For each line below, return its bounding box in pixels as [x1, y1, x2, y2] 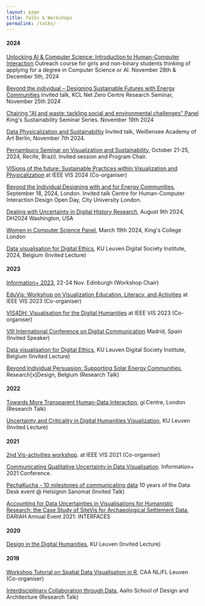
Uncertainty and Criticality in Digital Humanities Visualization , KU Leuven [6, 416, 190, 424]
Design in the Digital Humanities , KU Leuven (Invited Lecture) [6, 540, 161, 548]
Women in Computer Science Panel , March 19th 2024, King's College [6, 226, 182, 234]
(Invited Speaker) [6, 334, 50, 341]
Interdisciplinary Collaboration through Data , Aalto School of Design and [6, 586, 189, 594]
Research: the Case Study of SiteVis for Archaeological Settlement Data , [6, 507, 189, 514]
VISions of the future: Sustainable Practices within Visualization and [6, 164, 178, 172]
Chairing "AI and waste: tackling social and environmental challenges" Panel [6, 109, 199, 117]
